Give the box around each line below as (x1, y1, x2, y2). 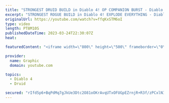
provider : (5, 53, 26, 58)
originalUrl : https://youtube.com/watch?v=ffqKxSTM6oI (5, 17, 123, 22)
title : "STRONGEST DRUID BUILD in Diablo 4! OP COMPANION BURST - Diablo (5, 7, 163, 13)
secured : (5, 90, 24, 95)
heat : (5, 36, 17, 41)
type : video (5, 21, 30, 27)
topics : (5, 72, 22, 77)
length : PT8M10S (5, 26, 39, 31)
